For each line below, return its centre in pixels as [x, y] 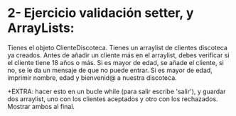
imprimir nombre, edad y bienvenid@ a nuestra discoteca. [92, 77]
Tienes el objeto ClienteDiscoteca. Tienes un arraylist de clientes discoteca [117, 47]
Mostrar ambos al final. [41, 106]
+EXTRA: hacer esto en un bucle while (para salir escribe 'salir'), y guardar [117, 91]
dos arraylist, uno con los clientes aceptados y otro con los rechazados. [113, 99]
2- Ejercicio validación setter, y [101, 13]
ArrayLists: [41, 28]
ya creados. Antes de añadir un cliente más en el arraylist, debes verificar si [118, 55]
